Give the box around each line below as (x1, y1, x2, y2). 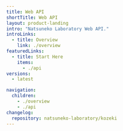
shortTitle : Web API (6, 14, 58, 21)
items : (17, 59, 34, 65)
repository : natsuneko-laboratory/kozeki (11, 115, 118, 121)
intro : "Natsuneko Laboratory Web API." (6, 25, 110, 32)
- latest (11, 76, 34, 82)
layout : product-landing (6, 20, 69, 26)
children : (11, 93, 36, 99)
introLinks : (6, 31, 36, 37)
